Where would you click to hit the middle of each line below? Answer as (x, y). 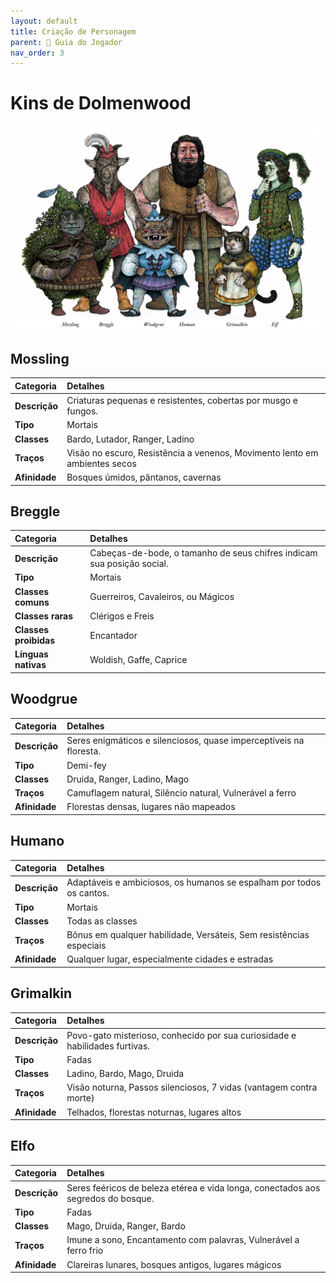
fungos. (82, 411)
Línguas (31, 654)
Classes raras (44, 616)
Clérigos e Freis (122, 616)
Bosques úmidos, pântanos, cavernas (144, 477)
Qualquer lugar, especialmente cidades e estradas (170, 959)
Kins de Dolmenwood (101, 103)
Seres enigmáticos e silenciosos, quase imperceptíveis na (185, 741)
